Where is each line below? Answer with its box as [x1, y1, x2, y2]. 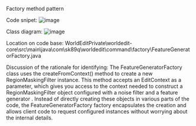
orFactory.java [6, 52, 41, 59]
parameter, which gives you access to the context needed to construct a [6, 83, 183, 90]
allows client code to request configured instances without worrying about [6, 108, 188, 115]
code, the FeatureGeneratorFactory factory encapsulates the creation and [6, 102, 187, 109]
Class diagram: [6, 28, 43, 35]
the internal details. [6, 114, 53, 121]
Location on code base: [6, 40, 64, 46]
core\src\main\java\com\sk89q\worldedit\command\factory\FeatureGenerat [6, 46, 191, 53]
